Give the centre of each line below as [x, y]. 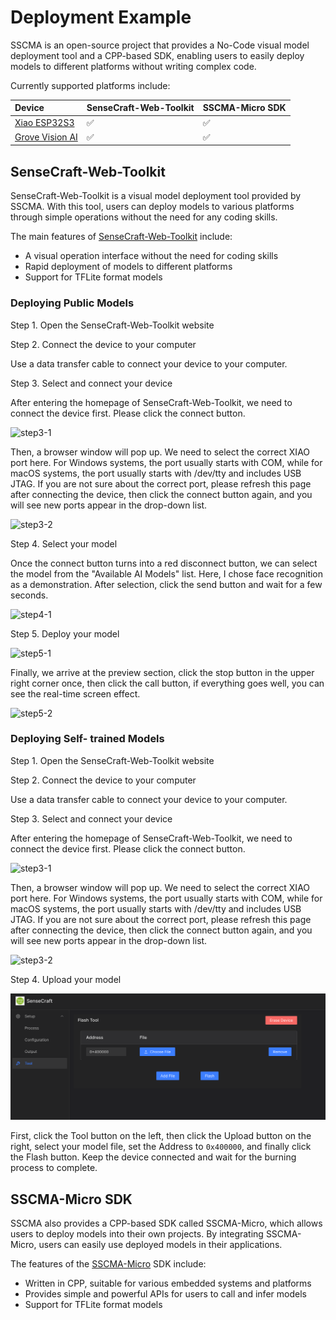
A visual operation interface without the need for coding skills [151, 256]
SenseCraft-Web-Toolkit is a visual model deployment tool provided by [156, 196]
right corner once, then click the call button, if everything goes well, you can [167, 683]
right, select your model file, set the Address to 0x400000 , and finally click [161, 1147]
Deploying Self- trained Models [87, 739]
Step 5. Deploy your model [65, 633]
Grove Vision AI [46, 137]
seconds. [29, 595]
